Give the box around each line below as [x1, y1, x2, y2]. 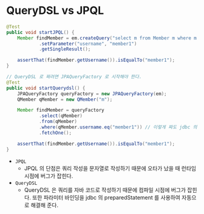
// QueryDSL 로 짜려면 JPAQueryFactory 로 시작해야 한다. [6, 74, 142, 80]
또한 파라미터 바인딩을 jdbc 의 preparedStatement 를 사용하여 [32, 193, 181, 201]
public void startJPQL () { [6, 29, 75, 35]
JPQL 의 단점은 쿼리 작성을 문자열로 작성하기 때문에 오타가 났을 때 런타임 [24, 164, 196, 172]
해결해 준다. [30, 201, 59, 209]
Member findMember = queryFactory [17, 107, 104, 113]
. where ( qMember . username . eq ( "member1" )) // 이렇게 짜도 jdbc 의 [38, 124, 197, 130]
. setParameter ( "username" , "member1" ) [38, 41, 137, 47]
